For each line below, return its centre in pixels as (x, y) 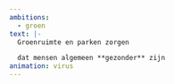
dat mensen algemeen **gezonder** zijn (91, 58)
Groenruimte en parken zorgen (73, 42)
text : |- (25, 34)
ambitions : (29, 17)
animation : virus (41, 66)
